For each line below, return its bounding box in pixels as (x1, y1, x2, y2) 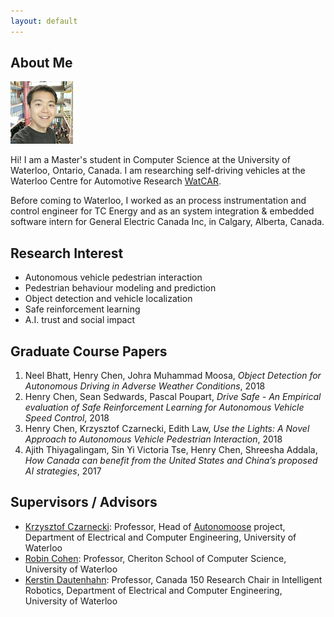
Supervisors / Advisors (10, 494, 158, 511)
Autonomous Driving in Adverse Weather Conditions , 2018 (24, 380, 266, 392)
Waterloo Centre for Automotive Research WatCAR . (10, 175, 222, 187)
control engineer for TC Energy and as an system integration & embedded (10, 205, 315, 217)
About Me (10, 55, 73, 72)
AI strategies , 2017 (24, 465, 102, 477)
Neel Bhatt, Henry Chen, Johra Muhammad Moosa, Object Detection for (24, 370, 322, 382)
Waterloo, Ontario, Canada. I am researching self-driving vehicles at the (10, 165, 306, 177)
